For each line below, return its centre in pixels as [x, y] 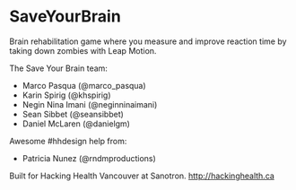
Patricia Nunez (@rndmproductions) [89, 158]
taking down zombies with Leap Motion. [83, 50]
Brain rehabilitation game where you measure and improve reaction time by [148, 41]
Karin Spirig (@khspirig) [66, 95]
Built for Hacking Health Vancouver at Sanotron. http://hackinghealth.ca [142, 176]
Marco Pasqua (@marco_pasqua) [84, 85]
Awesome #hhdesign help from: [68, 141]
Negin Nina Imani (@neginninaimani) [90, 104]
